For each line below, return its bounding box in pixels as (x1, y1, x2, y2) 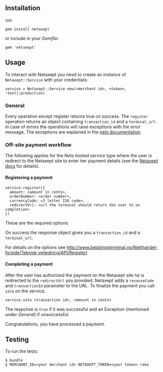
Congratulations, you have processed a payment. (5, 321, 105, 327)
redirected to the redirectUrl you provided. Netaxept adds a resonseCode (5, 277, 154, 283)
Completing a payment (5, 261, 53, 267)
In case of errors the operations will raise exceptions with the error (5, 124, 141, 130)
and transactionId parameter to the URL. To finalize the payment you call (5, 282, 155, 288)
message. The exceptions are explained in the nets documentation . (5, 129, 142, 135)
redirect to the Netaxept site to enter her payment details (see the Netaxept (5, 158, 158, 164)
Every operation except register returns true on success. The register (5, 113, 148, 119)
